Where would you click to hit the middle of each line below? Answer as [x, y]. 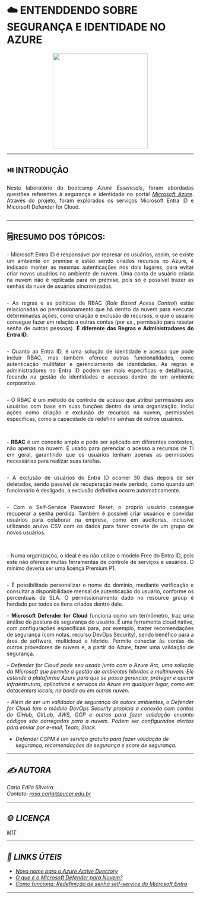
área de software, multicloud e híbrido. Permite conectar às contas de [100, 641]
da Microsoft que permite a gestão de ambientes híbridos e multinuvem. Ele [100, 671]
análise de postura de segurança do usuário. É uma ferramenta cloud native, [100, 622]
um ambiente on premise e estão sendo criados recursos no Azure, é [100, 261]
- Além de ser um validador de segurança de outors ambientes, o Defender [100, 702]
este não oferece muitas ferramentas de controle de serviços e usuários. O [100, 562]
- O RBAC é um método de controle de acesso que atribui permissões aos [100, 399]
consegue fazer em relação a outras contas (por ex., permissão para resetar [100, 322]
